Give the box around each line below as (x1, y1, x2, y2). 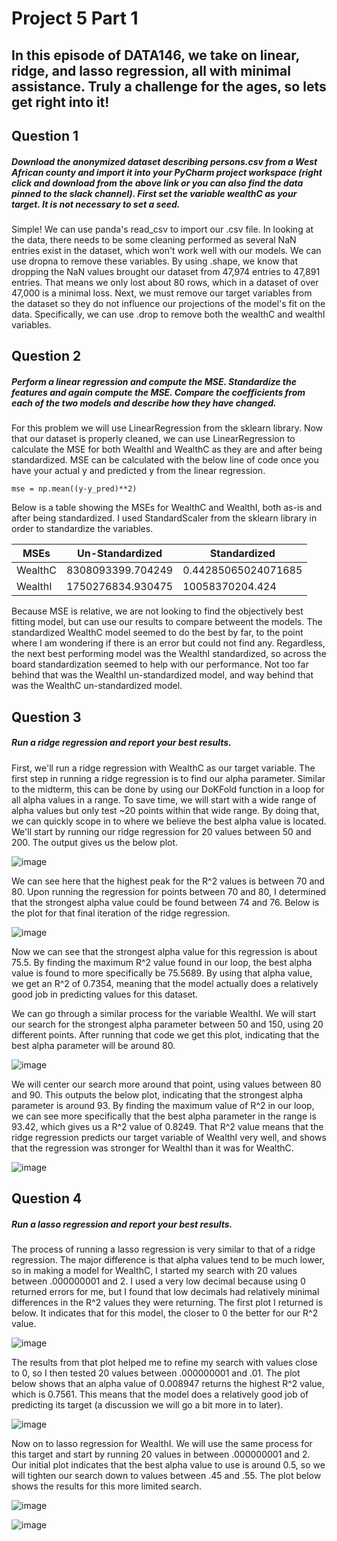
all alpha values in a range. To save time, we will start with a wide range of (11, 793, 317, 806)
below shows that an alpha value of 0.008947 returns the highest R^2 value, (11, 1378, 325, 1390)
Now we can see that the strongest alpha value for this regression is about (11, 945, 318, 957)
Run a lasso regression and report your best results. (11, 1218, 233, 1230)
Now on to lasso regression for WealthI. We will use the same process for (11, 1438, 313, 1450)
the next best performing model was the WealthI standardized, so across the (11, 648, 327, 660)
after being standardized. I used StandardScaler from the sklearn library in (11, 512, 318, 524)
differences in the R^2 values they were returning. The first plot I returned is (11, 1297, 324, 1309)
